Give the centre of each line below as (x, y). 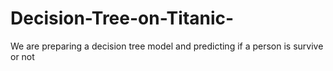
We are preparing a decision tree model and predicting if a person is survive (167, 46)
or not (22, 56)
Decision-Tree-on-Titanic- (122, 18)
